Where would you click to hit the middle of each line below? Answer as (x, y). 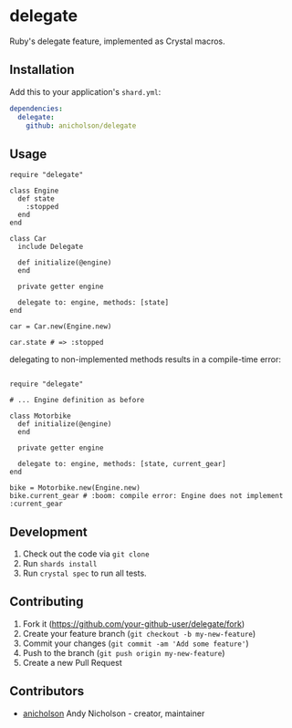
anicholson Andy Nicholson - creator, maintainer (114, 713)
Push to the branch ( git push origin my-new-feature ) (124, 652)
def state (36, 199)
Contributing (47, 602)
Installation (42, 70)
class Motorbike (40, 416)
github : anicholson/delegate (81, 125)
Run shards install (60, 563)
